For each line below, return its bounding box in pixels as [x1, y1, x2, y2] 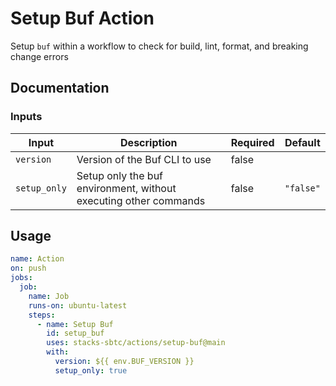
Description [120, 135, 178, 149]
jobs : [10, 273, 33, 283]
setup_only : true [54, 365, 128, 376]
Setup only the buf [76, 168, 164, 182]
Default [284, 135, 321, 149]
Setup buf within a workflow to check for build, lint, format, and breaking [10, 40, 309, 52]
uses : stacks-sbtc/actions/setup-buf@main [46, 338, 226, 348]
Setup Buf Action [10, 7, 155, 30]
